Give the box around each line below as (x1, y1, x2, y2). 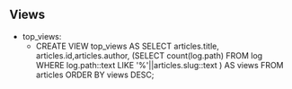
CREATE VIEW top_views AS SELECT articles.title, (35, 40, 220, 51)
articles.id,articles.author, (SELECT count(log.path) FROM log (35, 49, 263, 61)
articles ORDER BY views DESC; (35, 69, 155, 80)
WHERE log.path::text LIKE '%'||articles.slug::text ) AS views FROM (35, 59, 285, 70)
